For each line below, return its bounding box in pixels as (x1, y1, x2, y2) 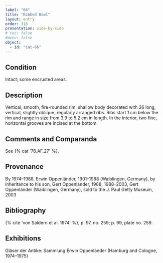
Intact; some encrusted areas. (5, 76, 67, 83)
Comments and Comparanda (5, 135, 97, 143)
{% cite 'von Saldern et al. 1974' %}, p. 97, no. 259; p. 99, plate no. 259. (5, 219, 153, 225)
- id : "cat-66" (10, 45, 42, 50)
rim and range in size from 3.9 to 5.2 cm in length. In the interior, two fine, (5, 115, 157, 121)
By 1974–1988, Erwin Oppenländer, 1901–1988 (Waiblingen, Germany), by (5, 176, 155, 182)
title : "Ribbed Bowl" (5, 12, 51, 17)
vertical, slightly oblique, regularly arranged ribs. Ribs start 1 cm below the (5, 110, 158, 116)
